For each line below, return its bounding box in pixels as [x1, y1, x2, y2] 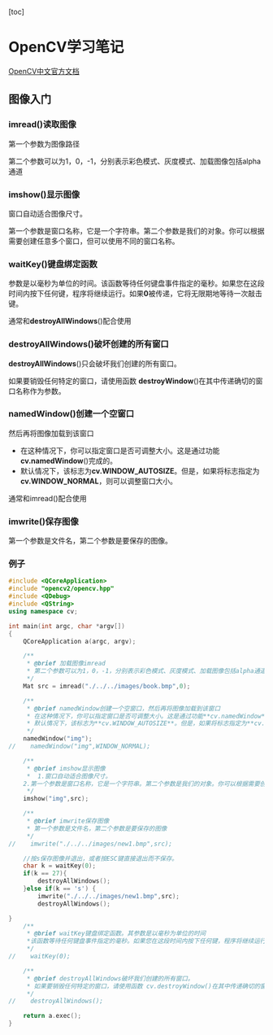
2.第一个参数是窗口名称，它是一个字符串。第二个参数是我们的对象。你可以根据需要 [23, 780, 260, 788]
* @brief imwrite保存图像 [26, 817, 110, 825]
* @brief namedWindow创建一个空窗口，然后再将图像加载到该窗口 [26, 704, 221, 713]
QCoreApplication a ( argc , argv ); [23, 637, 136, 645]
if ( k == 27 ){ [23, 870, 67, 878]
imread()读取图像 [8, 119, 77, 130]
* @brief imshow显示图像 [26, 764, 106, 772]
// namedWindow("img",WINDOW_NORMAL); [8, 742, 151, 751]
